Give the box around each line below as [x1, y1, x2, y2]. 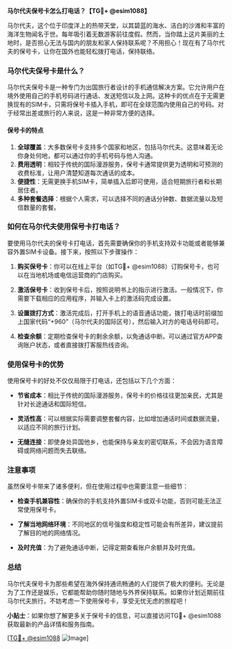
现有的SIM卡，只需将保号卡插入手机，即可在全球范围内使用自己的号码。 [12, 100, 218, 109]
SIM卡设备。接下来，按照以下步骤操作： [25, 248, 139, 256]
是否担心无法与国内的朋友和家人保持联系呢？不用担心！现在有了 [25, 39, 207, 47]
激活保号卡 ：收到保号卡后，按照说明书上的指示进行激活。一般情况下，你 [17, 286, 223, 294]
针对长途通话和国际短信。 [17, 400, 90, 408]
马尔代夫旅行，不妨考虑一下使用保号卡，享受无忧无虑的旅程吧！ [7, 597, 188, 605]
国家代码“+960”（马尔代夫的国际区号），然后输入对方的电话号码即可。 [23, 317, 223, 326]
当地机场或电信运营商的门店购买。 [29, 270, 126, 279]
